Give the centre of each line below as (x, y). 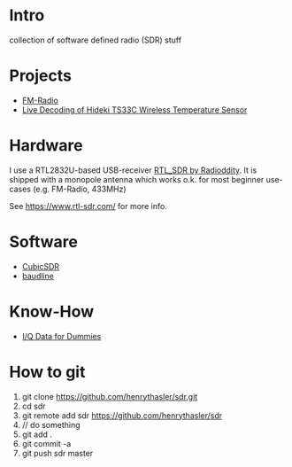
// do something (51, 424)
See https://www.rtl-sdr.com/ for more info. (88, 206)
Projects (41, 76)
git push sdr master (58, 453)
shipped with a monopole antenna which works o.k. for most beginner (137, 179)
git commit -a (46, 443)
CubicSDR (41, 266)
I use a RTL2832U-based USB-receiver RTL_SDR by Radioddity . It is (133, 170)
